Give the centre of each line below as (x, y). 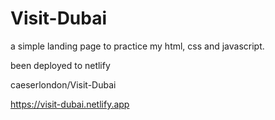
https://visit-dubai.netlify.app (70, 104)
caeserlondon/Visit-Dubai (63, 84)
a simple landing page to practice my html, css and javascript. (137, 46)
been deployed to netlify (60, 65)
